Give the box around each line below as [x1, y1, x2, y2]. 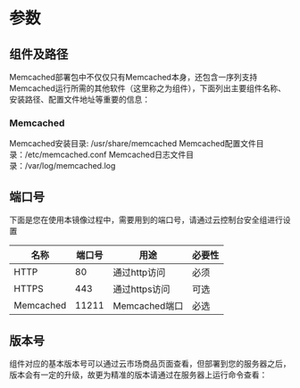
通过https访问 [112, 283, 171, 295]
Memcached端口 [112, 300, 184, 312]
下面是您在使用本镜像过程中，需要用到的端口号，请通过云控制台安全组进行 [9, 215, 283, 226]
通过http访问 [112, 267, 166, 279]
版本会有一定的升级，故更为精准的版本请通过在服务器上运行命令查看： [9, 369, 268, 380]
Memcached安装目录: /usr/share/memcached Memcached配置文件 [9, 138, 257, 149]
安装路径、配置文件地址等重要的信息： [9, 95, 150, 104]
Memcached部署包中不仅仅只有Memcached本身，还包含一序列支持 [9, 72, 258, 82]
